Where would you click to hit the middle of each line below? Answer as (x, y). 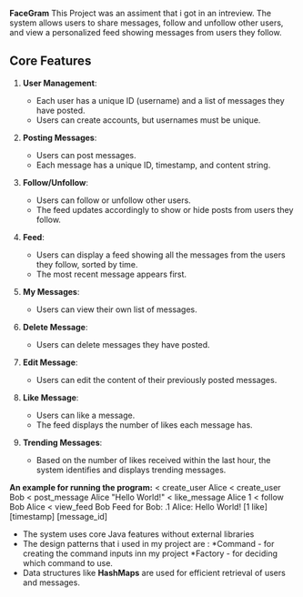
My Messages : (51, 291)
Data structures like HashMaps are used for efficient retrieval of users (154, 572)
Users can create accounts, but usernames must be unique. (148, 120)
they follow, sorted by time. (87, 264)
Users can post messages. (86, 155)
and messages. (51, 582)
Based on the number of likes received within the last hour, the (153, 460)
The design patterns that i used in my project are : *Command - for (148, 543)
